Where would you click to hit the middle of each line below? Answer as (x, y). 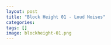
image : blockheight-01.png (39, 33)
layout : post (22, 11)
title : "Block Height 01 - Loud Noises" (56, 17)
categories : (20, 22)
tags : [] (17, 28)
